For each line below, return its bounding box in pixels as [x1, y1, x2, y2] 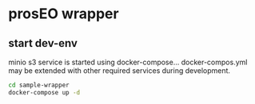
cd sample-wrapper [8, 81, 70, 89]
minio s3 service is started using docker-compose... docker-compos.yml [8, 57, 248, 67]
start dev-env [8, 37, 78, 50]
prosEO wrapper [8, 5, 119, 23]
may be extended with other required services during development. [8, 66, 230, 75]
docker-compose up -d [8, 88, 81, 96]
